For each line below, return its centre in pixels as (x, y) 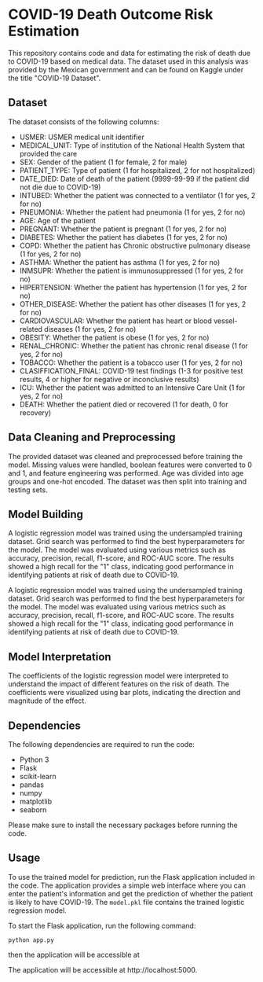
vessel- (225, 321)
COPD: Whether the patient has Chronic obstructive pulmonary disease (135, 245)
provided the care (48, 153)
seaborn (33, 810)
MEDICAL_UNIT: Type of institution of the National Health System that (132, 145)
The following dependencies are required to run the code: (101, 744)
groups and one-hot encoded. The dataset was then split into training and (128, 481)
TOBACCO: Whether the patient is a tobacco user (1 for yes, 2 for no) (131, 362)
